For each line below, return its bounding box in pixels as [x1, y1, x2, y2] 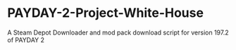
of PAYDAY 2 [7, 35, 44, 44]
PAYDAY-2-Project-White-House [7, 5, 204, 21]
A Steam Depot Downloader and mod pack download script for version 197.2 [7, 28, 229, 37]
